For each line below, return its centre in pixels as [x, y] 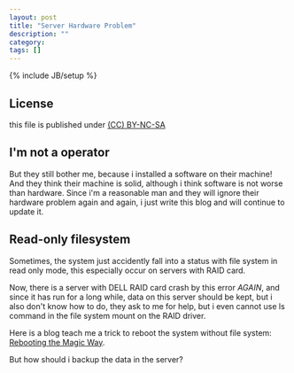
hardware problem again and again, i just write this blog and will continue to [147, 202]
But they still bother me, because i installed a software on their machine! [141, 174]
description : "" [39, 34]
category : [27, 42]
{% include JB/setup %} [53, 75]
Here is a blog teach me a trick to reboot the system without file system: [140, 332]
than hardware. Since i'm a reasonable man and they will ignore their [134, 192]
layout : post [33, 17]
